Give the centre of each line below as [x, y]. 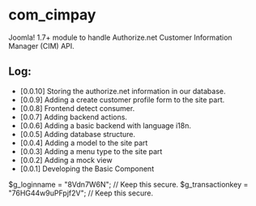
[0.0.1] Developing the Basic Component [87, 169]
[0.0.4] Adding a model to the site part [84, 143]
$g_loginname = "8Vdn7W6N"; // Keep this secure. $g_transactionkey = [128, 184]
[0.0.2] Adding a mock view [66, 160]
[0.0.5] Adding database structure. [78, 134]
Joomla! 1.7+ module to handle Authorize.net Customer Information [120, 37]
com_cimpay [52, 15]
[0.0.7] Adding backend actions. [74, 117]
